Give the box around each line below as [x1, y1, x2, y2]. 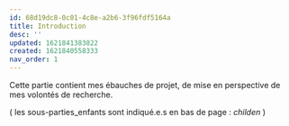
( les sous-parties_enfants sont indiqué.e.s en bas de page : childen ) [9, 107, 266, 117]
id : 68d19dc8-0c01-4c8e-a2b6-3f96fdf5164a [9, 13, 171, 22]
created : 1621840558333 [9, 47, 99, 56]
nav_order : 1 [9, 55, 59, 64]
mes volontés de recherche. [9, 89, 113, 100]
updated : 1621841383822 [9, 38, 99, 48]
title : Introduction [9, 22, 87, 31]
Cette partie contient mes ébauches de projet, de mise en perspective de [9, 80, 281, 90]
